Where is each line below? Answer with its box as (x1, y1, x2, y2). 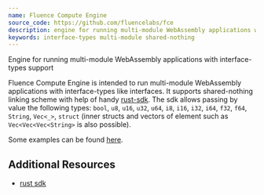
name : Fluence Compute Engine (8, 11, 108, 20)
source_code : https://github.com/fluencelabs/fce (8, 19, 174, 27)
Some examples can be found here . (8, 135, 123, 145)
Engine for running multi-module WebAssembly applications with (8, 55, 218, 64)
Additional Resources (8, 157, 115, 171)
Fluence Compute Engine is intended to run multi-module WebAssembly (8, 78, 242, 88)
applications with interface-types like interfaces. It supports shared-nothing (8, 87, 254, 96)
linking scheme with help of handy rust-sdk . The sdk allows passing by (8, 95, 238, 104)
